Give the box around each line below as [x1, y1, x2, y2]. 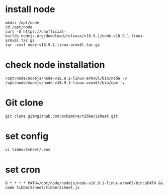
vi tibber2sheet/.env [5, 147, 51, 152]
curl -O [5, 29, 22, 34]
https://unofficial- [23, 29, 66, 34]
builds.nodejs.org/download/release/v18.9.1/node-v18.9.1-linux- [5, 33, 145, 38]
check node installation [5, 59, 105, 71]
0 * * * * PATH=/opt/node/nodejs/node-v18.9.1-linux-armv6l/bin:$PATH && [5, 180, 163, 185]
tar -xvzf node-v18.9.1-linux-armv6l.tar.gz [5, 42, 100, 47]
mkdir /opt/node [5, 20, 39, 25]
